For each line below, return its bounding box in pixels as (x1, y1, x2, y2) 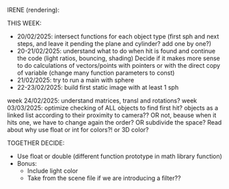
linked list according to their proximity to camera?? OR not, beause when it (7, 111, 217, 119)
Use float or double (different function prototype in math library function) (16, 152, 222, 160)
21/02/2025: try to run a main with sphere (16, 76, 135, 84)
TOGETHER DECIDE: (7, 139, 65, 147)
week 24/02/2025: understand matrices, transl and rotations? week (7, 97, 198, 105)
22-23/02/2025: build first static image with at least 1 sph (16, 84, 179, 91)
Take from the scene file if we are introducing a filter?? (27, 174, 181, 182)
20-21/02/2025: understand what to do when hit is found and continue (16, 47, 216, 55)
